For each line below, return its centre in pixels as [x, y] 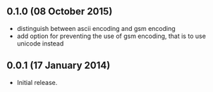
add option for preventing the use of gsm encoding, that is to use [111, 36]
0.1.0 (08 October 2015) [60, 12]
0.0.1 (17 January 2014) [59, 66]
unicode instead [40, 43]
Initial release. [37, 82]
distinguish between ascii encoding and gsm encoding [96, 28]
